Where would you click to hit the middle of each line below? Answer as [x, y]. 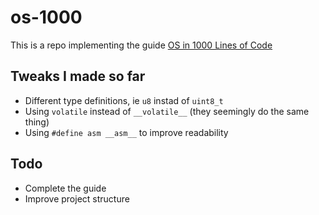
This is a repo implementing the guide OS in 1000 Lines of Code [141, 45]
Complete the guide [65, 188]
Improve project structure [77, 198]
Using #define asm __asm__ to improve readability [126, 132]
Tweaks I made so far [78, 76]
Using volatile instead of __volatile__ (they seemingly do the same [167, 111]
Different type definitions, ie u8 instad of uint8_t [124, 100]
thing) [37, 122]
